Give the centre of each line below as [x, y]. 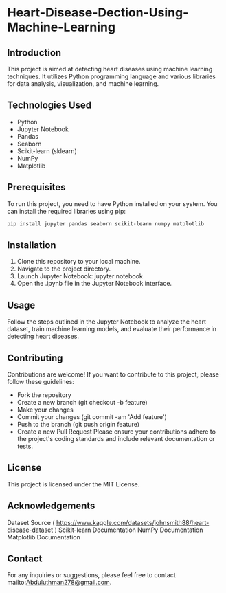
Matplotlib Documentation [44, 537]
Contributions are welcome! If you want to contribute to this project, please [113, 374]
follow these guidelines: [41, 381]
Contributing [35, 358]
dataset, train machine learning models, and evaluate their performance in [112, 329]
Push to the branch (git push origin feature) [78, 424]
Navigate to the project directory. [64, 269]
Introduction [34, 53]
